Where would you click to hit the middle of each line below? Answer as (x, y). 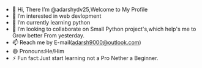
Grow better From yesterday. (48, 36)
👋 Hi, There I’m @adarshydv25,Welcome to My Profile (80, 9)
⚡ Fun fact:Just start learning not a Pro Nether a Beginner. (85, 58)
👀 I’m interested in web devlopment (57, 16)
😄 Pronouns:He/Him (38, 51)
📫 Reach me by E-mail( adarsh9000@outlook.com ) (77, 42)
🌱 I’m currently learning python (51, 22)
